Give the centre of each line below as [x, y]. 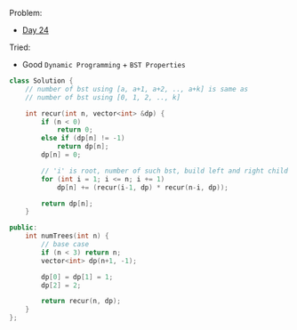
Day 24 [35, 30]
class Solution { [41, 81]
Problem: [26, 13]
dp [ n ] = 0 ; [61, 155]
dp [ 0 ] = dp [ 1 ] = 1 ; [77, 277]
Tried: [20, 47]
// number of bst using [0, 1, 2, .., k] [103, 97]
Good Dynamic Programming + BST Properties [104, 64]
